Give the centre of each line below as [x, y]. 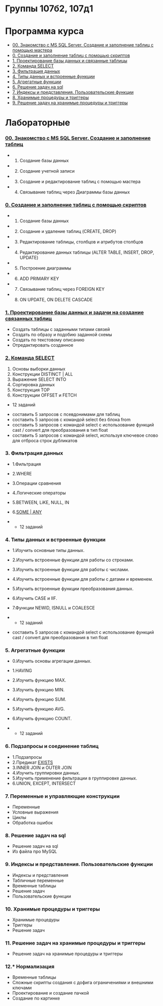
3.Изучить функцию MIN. [38, 690]
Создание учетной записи [47, 171]
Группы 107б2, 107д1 [49, 9]
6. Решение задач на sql [37, 87]
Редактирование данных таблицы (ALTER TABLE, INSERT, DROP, [87, 252]
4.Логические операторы [39, 493]
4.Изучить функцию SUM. [39, 699]
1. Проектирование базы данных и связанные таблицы [70, 61]
